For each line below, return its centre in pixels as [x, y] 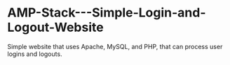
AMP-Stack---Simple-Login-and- [107, 13]
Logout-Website [55, 27]
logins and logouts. [35, 54]
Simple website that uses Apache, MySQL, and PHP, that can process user [115, 46]
